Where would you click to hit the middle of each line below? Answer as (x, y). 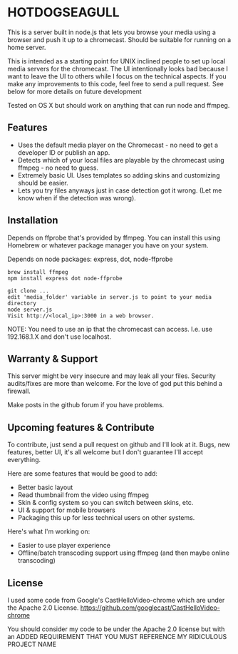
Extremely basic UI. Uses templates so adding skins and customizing (119, 175)
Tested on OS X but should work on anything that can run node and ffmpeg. (119, 105)
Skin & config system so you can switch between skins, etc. (105, 503)
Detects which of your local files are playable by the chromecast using (121, 160)
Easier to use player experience (64, 546)
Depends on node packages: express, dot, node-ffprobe (90, 259)
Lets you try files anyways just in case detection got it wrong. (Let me (120, 190)
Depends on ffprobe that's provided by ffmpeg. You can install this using (114, 237)
